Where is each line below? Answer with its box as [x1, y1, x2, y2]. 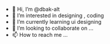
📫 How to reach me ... [11, 32, 68, 38]
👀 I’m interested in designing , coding [11, 12, 104, 19]
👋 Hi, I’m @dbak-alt [11, 6, 60, 12]
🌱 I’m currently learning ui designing [11, 18, 102, 25]
